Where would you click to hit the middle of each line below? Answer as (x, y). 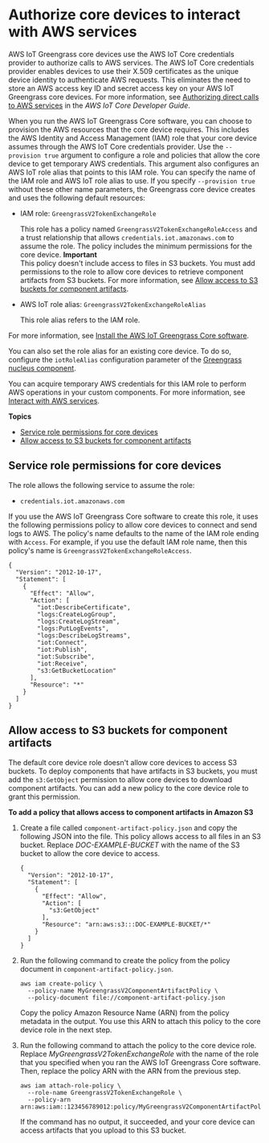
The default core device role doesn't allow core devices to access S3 (123, 762)
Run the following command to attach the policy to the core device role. (138, 1045)
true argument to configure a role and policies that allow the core (152, 155)
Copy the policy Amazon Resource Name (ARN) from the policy (125, 1012)
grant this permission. (44, 797)
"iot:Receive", (63, 664)
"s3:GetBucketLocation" (77, 670)
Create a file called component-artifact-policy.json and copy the (128, 828)
